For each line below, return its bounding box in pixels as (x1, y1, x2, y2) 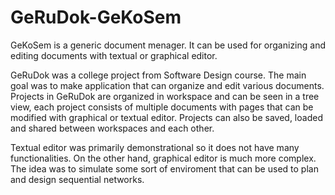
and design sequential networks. (10, 173, 145, 185)
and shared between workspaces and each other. (10, 122, 215, 134)
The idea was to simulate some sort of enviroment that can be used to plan (10, 162, 319, 175)
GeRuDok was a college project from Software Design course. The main (10, 69, 307, 81)
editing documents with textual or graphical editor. (10, 49, 218, 61)
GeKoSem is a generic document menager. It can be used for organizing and (10, 39, 326, 51)
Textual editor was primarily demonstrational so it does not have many (10, 141, 300, 153)
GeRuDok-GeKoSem (10, 6, 182, 29)
